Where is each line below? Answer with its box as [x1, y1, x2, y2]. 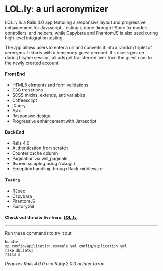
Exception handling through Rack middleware [12, 166, 103, 172]
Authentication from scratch [12, 145, 68, 151]
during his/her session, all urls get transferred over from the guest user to [5, 54, 152, 60]
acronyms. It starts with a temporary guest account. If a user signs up [5, 50, 145, 55]
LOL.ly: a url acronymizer [5, 3, 109, 15]
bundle [5, 239, 18, 244]
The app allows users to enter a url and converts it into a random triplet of [5, 44, 152, 50]
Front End [5, 71, 25, 77]
